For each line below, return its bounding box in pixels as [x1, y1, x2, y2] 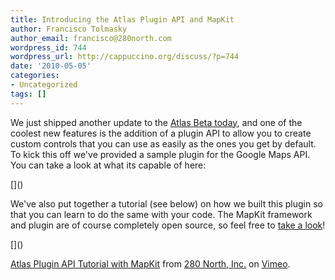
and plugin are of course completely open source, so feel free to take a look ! [10, 219, 326, 231]
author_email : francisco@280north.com [10, 33, 172, 43]
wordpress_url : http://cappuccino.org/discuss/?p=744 [10, 52, 240, 62]
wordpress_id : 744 [10, 42, 87, 53]
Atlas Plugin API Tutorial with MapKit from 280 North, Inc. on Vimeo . [10, 257, 291, 270]
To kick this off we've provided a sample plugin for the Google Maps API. [10, 148, 311, 160]
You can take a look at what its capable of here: [10, 159, 207, 171]
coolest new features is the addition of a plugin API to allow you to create [10, 127, 312, 139]
